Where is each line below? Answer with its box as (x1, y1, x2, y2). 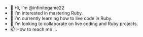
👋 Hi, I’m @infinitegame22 (10, 5, 64, 10)
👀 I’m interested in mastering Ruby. (10, 10, 83, 16)
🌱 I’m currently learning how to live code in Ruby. (10, 15, 113, 21)
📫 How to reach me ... (10, 26, 57, 32)
